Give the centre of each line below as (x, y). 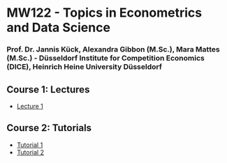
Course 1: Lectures (48, 90)
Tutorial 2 (30, 152)
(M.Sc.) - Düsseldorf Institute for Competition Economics (106, 59)
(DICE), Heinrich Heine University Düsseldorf (84, 67)
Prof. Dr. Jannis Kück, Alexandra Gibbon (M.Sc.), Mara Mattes (113, 49)
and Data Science (59, 28)
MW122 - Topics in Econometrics (104, 13)
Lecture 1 (30, 106)
